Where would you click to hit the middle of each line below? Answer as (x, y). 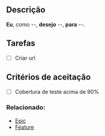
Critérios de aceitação (49, 77)
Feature (24, 127)
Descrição (26, 10)
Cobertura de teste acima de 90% (57, 91)
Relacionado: (26, 108)
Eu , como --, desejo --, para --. (46, 24)
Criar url (25, 58)
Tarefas (21, 44)
